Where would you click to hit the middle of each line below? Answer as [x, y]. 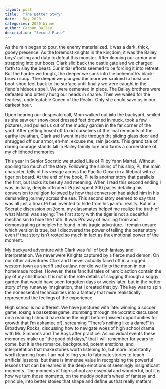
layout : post [19, 10]
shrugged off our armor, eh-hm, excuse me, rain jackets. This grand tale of [81, 141]
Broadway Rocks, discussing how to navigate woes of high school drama [80, 328]
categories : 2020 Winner [31, 24]
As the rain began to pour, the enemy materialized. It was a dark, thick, [77, 47]
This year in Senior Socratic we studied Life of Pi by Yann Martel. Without [80, 161]
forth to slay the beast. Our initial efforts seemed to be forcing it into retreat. [83, 68]
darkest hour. [19, 105]
